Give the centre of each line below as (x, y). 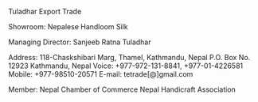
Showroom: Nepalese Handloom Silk (68, 26)
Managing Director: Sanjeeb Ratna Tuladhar (80, 42)
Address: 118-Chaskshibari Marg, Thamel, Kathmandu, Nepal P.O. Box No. (129, 57)
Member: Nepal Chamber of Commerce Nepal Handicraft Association (122, 89)
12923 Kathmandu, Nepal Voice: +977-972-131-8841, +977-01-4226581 (126, 66)
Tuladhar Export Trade (45, 11)
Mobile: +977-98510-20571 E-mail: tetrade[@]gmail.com (101, 74)
